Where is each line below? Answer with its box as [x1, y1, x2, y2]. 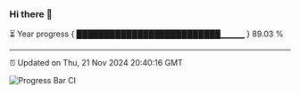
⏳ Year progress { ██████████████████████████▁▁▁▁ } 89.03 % [9, 28, 284, 39]
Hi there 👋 [9, 8, 54, 20]
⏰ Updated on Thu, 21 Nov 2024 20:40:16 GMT [9, 58, 183, 68]
